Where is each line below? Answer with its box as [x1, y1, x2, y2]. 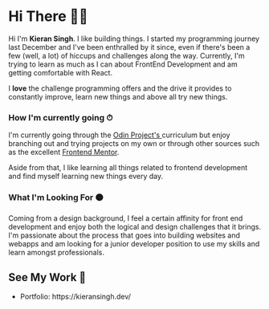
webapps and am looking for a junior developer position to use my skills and [8, 238, 260, 248]
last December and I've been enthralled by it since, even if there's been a [8, 42, 251, 51]
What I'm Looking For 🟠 [8, 192, 104, 203]
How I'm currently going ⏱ [8, 112, 113, 123]
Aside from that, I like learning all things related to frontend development [8, 163, 248, 173]
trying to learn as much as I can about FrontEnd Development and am [8, 59, 238, 69]
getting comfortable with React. [8, 67, 113, 77]
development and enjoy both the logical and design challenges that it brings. [8, 222, 262, 231]
